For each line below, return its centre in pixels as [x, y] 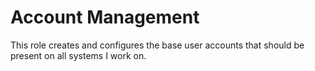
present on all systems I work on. [78, 55]
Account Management [105, 17]
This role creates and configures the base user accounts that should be [157, 45]
